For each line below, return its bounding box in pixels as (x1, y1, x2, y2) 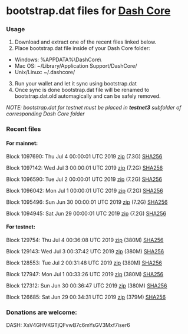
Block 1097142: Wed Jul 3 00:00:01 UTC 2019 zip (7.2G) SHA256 (6, 164, 163, 171)
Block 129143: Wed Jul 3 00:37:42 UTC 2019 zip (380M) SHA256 (6, 247, 164, 254)
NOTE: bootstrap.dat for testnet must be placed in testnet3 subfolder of (6, 104, 182, 111)
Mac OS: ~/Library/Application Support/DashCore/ (14, 62, 137, 70)
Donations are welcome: (6, 308, 78, 316)
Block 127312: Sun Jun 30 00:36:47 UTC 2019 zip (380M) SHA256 (6, 282, 167, 289)
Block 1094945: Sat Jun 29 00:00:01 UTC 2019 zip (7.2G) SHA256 (6, 210, 167, 217)
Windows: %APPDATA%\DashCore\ (14, 56, 102, 63)
